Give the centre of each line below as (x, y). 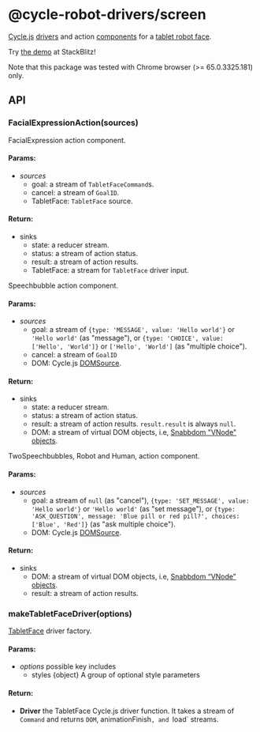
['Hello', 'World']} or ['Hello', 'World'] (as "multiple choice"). (139, 346)
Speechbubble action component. (63, 285)
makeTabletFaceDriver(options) (70, 613)
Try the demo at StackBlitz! (52, 51)
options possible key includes (68, 666)
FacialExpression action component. (67, 140)
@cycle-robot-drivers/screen (107, 15)
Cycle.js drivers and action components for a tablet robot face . (110, 36)
